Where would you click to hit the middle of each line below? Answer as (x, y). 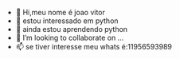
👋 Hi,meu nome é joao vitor (61, 12)
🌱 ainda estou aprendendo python (72, 29)
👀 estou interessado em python (67, 21)
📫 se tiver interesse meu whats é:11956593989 (94, 47)
